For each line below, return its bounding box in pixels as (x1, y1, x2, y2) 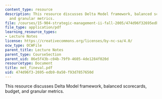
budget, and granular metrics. (5, 88, 64, 94)
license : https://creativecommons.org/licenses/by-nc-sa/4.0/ (5, 39, 133, 43)
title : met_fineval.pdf (5, 66, 53, 71)
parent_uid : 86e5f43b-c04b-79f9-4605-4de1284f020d (5, 57, 109, 61)
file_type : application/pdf (5, 25, 62, 30)
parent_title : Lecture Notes (5, 47, 64, 52)
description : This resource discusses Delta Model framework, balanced (5, 12, 152, 16)
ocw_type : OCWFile (5, 43, 42, 48)
